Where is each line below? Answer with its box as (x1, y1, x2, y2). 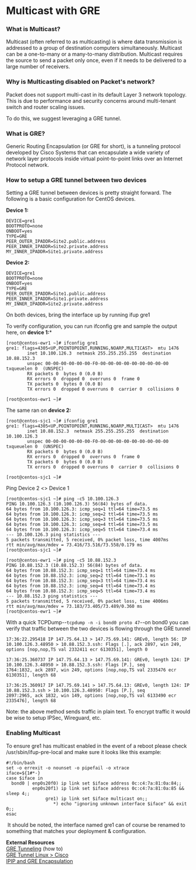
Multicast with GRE (6, 4, 101, 18)
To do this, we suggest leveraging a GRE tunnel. (6, 115, 122, 122)
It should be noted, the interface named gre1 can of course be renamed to (7, 821, 185, 828)
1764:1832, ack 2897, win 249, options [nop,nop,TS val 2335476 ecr (6, 667, 177, 673)
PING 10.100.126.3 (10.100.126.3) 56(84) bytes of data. (6, 501, 148, 507)
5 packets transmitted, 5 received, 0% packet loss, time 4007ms (6, 537, 169, 543)
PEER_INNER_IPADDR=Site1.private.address (6, 296, 109, 302)
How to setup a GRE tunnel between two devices (6, 176, 147, 184)
